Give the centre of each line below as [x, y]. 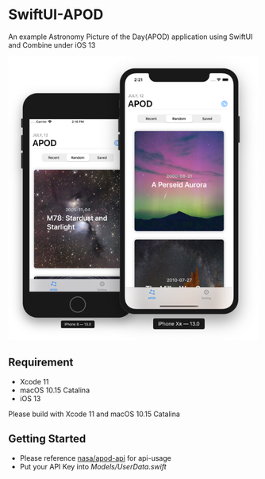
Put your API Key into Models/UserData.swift [93, 466]
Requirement [41, 363]
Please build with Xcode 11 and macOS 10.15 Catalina [94, 414]
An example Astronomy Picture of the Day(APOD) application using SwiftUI [131, 37]
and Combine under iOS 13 [52, 44]
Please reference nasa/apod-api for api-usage [96, 458]
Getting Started [47, 439]
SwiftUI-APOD [56, 15]
